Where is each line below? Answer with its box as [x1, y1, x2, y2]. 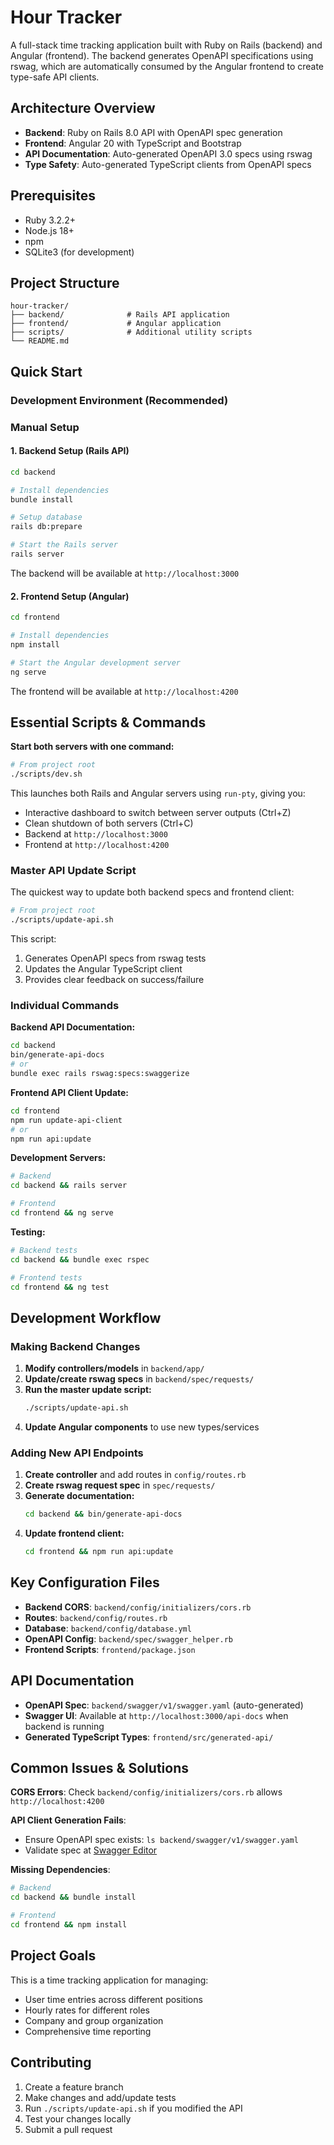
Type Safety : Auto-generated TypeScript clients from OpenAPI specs [24, 158, 312, 170]
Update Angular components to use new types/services [24, 1421, 260, 1433]
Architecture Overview [10, 100, 156, 117]
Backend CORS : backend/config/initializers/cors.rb [24, 1601, 252, 1613]
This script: [10, 933, 57, 945]
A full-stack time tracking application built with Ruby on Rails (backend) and [10, 39, 323, 51]
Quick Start [10, 363, 83, 380]
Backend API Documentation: [10, 1021, 136, 1033]
